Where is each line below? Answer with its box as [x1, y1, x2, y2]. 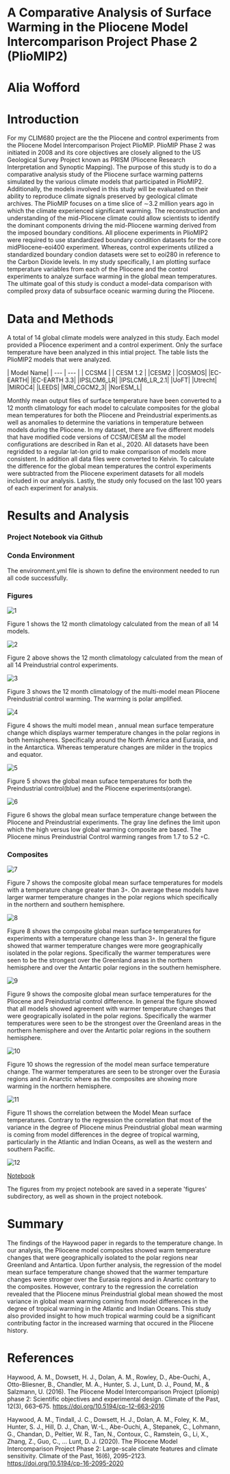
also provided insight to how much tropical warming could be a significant [7, 1312, 216, 1320]
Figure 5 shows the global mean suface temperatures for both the [7, 777, 193, 785]
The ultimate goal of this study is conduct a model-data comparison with [7, 280, 212, 288]
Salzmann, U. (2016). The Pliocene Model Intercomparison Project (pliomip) [7, 1388, 220, 1396]
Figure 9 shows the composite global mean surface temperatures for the [7, 990, 212, 998]
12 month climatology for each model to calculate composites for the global [7, 404, 220, 412]
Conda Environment [7, 551, 75, 560]
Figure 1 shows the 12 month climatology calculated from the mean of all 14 [7, 619, 219, 628]
